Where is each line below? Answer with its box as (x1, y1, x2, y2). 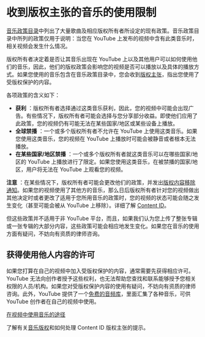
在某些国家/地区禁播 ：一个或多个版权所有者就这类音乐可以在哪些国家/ (15, 150, 193, 157)
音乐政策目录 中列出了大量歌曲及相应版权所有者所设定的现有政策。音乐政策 (6, 27, 194, 34)
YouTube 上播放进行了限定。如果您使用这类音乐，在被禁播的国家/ (27, 157, 193, 165)
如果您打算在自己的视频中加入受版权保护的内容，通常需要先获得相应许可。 (6, 267, 194, 275)
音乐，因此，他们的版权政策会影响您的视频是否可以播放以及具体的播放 (17, 62, 194, 70)
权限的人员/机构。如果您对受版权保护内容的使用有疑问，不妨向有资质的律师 (6, 282, 196, 290)
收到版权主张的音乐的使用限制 (6, 6, 157, 20)
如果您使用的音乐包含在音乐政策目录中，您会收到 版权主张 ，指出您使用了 (17, 70, 199, 78)
